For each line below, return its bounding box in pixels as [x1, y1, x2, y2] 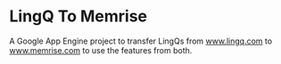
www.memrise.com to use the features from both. [9, 44, 193, 55]
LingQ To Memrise [9, 6, 148, 27]
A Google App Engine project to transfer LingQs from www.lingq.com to [9, 36, 273, 46]
